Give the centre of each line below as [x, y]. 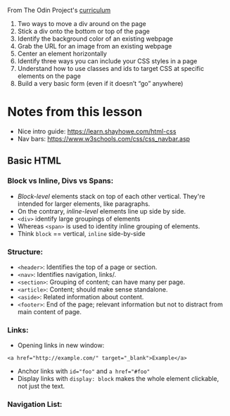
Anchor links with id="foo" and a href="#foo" [84, 371]
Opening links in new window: [61, 345]
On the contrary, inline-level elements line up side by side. [102, 211]
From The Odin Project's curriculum [59, 10]
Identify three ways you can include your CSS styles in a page [107, 61]
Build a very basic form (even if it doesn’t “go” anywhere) [100, 83]
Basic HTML [34, 161]
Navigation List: [35, 405]
